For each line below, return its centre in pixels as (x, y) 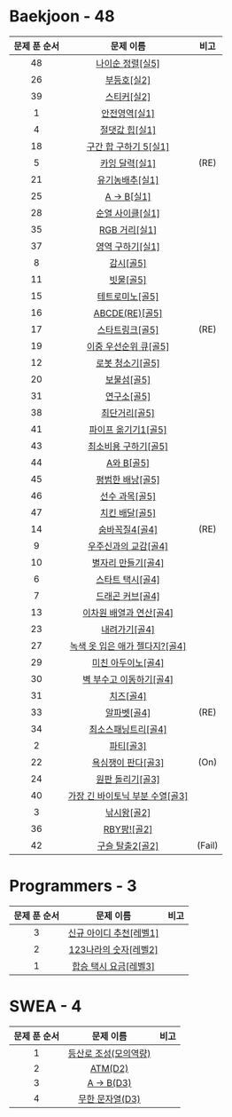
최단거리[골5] (128, 413)
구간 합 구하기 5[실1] (128, 147)
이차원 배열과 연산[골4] (128, 613)
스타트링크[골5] (128, 329)
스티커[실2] (128, 97)
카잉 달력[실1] (128, 163)
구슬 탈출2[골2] (128, 845)
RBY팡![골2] (128, 829)
